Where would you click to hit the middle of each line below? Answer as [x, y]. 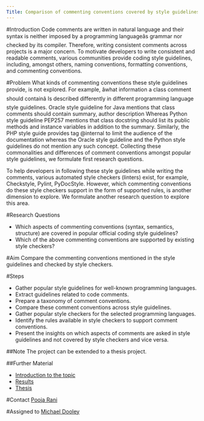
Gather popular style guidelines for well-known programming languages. [106, 288]
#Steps [15, 276]
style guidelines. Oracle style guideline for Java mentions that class [90, 107]
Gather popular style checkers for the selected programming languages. [105, 313]
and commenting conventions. [44, 71]
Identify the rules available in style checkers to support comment [96, 320]
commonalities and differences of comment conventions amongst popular [99, 152]
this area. [18, 203]
